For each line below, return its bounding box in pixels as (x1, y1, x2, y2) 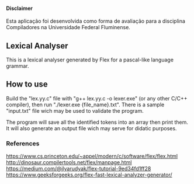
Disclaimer (6, 5, 33, 12)
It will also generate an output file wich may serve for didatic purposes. (6, 124, 177, 131)
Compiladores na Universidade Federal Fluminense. (6, 24, 130, 31)
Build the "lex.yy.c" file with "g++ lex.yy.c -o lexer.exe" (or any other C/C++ (6, 95, 188, 102)
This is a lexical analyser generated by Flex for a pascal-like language (6, 56, 174, 64)
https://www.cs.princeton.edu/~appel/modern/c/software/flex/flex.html (6, 152, 178, 160)
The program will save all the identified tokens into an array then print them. (6, 119, 189, 126)
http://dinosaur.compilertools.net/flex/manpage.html (6, 159, 132, 166)
